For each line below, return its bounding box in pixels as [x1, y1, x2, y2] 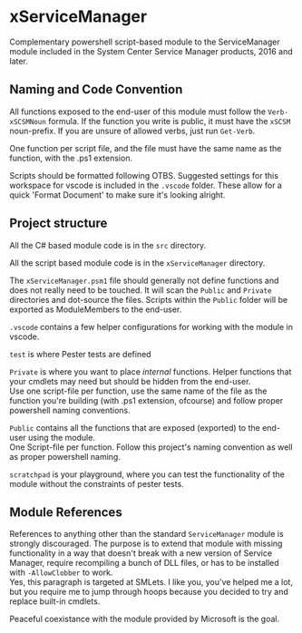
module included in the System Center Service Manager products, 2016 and [9, 45, 293, 56]
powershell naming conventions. [9, 404, 132, 415]
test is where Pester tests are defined [9, 348, 151, 359]
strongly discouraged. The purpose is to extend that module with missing [9, 538, 283, 550]
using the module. [28, 432, 95, 443]
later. [9, 55, 29, 66]
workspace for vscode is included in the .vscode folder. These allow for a [9, 180, 283, 190]
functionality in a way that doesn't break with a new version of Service [9, 548, 273, 559]
